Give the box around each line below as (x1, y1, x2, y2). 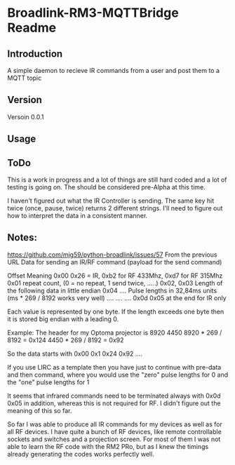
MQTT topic (7, 74, 42, 82)
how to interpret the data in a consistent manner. (7, 212, 148, 220)
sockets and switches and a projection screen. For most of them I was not (7, 435, 221, 443)
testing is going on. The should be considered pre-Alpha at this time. (7, 183, 206, 191)
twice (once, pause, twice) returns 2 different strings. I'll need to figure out (7, 204, 223, 213)
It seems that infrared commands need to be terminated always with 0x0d (7, 391, 221, 400)
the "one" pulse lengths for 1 (7, 377, 90, 386)
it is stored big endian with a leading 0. (7, 314, 119, 323)
